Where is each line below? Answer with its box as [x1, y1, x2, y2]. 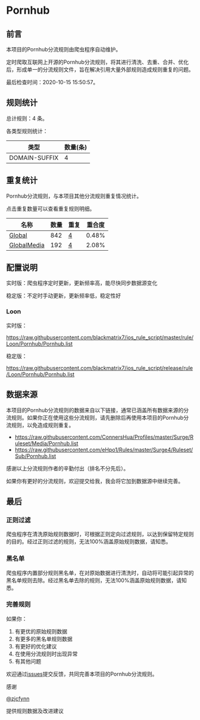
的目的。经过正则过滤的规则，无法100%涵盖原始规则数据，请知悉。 [6, 538, 171, 545]
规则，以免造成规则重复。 [11, 421, 74, 429]
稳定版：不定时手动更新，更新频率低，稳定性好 [6, 292, 121, 299]
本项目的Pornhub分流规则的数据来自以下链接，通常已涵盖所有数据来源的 [6, 407, 184, 414]
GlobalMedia [9, 241, 45, 249]
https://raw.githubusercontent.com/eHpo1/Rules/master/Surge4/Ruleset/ [14, 446, 193, 453]
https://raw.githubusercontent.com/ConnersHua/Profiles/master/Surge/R [14, 433, 193, 441]
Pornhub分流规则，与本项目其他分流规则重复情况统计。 [6, 192, 142, 199]
